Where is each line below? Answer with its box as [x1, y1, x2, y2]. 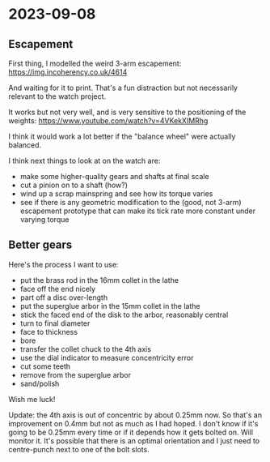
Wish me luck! [8, 394, 56, 404]
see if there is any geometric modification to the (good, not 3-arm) [19, 198, 242, 207]
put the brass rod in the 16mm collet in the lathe [19, 275, 179, 284]
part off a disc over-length [19, 293, 108, 302]
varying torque [19, 215, 70, 224]
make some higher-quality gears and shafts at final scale [19, 172, 209, 181]
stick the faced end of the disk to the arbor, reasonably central [19, 310, 229, 319]
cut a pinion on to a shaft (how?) [19, 180, 128, 190]
